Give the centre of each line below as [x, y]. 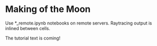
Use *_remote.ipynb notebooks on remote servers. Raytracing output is [78, 23]
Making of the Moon [48, 9]
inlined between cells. [28, 28]
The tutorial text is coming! [33, 38]
